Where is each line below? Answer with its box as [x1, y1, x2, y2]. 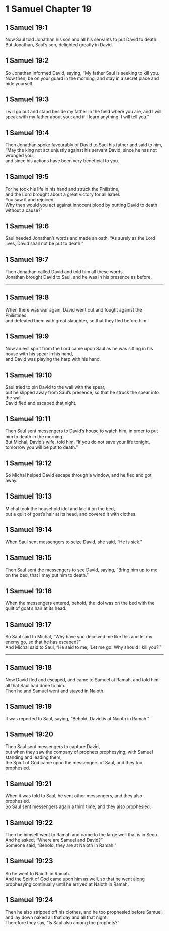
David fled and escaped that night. [5, 400, 77, 406]
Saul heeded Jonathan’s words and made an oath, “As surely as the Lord [5, 235, 155, 241]
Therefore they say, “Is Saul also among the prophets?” [5, 919, 120, 925]
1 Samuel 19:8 [5, 293, 49, 302]
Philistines [5, 312, 27, 318]
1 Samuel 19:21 [5, 779, 52, 788]
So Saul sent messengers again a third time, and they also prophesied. [5, 803, 151, 810]
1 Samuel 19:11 [5, 414, 51, 423]
